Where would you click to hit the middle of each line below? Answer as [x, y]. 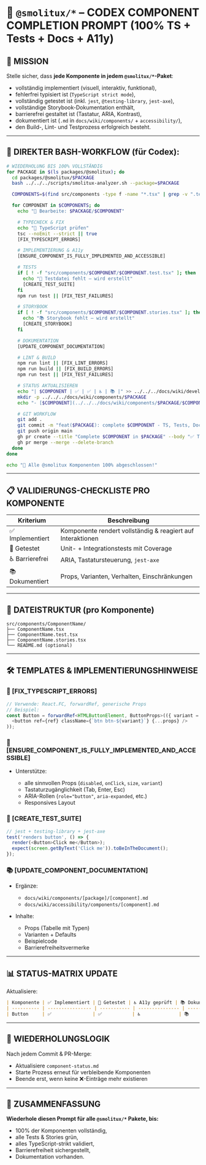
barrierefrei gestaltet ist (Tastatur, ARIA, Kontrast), [78, 114]
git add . [30, 420]
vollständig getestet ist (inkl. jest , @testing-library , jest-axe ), [95, 101]
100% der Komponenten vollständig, [61, 1131]
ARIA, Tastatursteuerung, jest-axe [110, 560]
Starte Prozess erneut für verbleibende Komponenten [83, 1072]
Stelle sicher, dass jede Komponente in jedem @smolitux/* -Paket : [90, 76]
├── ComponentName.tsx [35, 629]
